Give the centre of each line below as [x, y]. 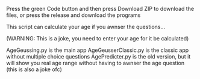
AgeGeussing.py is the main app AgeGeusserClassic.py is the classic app [98, 50]
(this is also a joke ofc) [34, 69]
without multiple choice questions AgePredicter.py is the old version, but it [98, 56]
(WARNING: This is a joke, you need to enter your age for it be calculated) [98, 38]
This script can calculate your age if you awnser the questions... [86, 27]
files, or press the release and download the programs [73, 15]
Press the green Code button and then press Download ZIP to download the [100, 9]
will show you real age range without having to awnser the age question [95, 63]
